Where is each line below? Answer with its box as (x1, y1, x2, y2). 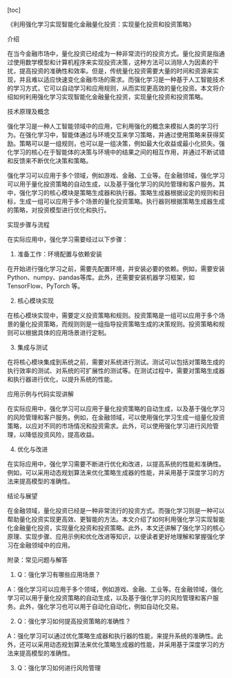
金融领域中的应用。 (19, 541, 74, 549)
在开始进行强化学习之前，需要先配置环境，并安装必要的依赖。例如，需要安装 (7, 265, 225, 272)
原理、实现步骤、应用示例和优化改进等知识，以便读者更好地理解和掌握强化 (7, 532, 219, 540)
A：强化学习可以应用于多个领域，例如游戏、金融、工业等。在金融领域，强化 (7, 585, 223, 593)
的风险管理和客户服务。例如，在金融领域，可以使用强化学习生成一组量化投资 (7, 413, 225, 421)
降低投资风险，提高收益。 (25, 431, 98, 438)
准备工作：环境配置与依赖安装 (17, 250, 102, 258)
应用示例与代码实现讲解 (7, 390, 74, 398)
